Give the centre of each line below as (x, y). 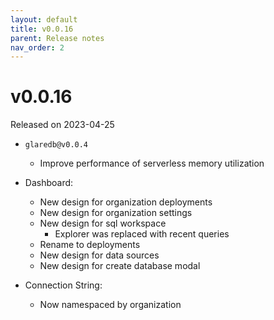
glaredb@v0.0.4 (56, 145)
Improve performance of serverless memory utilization (152, 163)
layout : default (44, 19)
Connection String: (63, 285)
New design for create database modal (120, 266)
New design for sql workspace (103, 223)
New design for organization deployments (126, 202)
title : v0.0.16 (42, 29)
